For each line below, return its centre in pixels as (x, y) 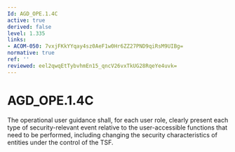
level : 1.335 (26, 33)
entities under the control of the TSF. (60, 142)
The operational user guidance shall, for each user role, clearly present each (118, 120)
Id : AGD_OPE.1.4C (33, 14)
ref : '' (19, 60)
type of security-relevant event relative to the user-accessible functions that (117, 127)
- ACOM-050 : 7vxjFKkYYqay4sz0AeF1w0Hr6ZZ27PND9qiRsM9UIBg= (95, 46)
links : (17, 40)
